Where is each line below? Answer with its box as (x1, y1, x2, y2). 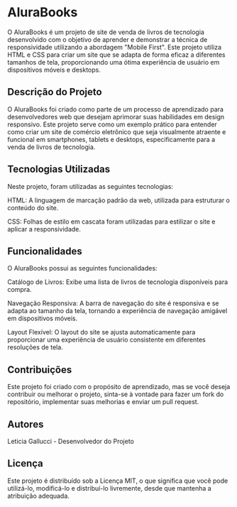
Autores (7, 418, 44, 430)
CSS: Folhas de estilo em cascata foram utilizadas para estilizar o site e (7, 217, 216, 226)
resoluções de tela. (7, 343, 64, 351)
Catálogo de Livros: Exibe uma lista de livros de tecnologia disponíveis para (7, 278, 228, 286)
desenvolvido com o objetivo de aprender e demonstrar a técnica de (7, 35, 208, 43)
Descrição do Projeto (7, 86, 102, 98)
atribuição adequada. (7, 491, 70, 500)
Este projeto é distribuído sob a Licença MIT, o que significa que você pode (7, 476, 228, 485)
